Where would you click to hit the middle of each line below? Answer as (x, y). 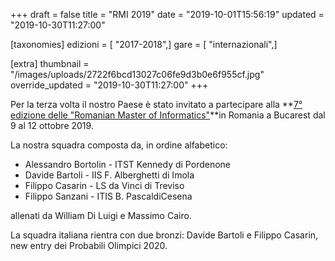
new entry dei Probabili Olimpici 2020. (89, 245)
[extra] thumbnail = (50, 63)
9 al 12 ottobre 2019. (52, 125)
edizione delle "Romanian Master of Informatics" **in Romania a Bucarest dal (168, 115)
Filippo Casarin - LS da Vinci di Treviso (104, 185)
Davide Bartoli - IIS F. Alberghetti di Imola (109, 175)
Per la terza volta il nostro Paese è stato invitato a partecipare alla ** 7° (156, 104)
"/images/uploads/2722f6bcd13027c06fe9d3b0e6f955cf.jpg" (137, 74)
